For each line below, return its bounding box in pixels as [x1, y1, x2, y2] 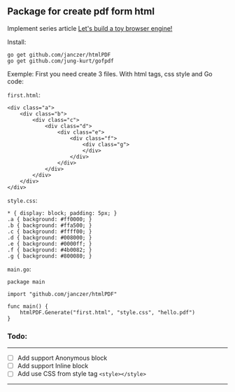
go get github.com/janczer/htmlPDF [7, 51, 111, 58]
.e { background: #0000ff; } [7, 240, 92, 247]
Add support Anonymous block [17, 353, 108, 363]
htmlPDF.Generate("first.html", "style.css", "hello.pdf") [20, 309, 196, 316]
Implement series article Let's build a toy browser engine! [7, 24, 173, 32]
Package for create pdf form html [7, 6, 155, 17]
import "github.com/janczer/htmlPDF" [7, 290, 117, 297]
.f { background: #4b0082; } [7, 246, 92, 253]
